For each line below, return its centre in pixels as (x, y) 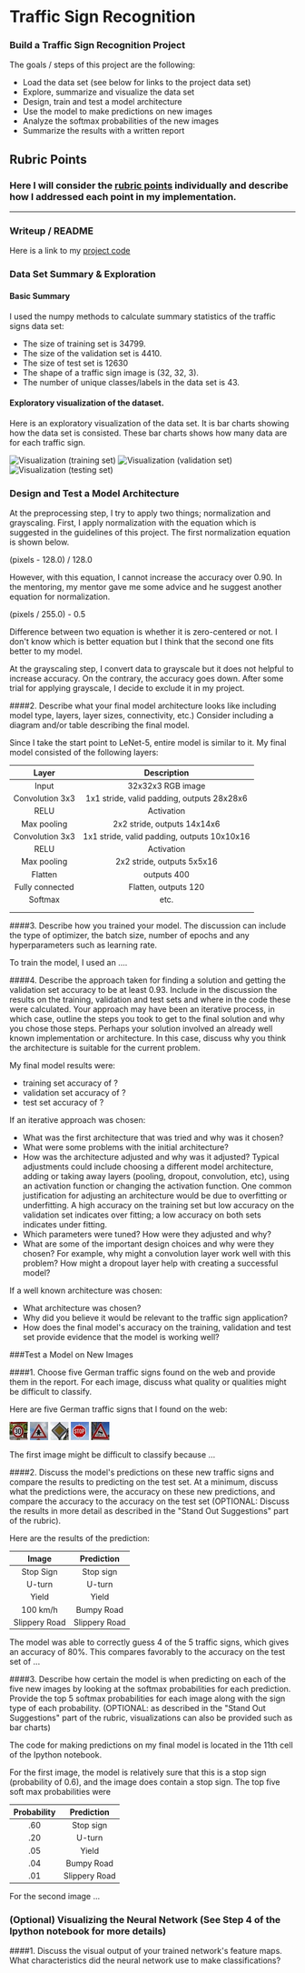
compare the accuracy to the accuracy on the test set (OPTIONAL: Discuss (150, 1501)
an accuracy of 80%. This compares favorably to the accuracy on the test (148, 1652)
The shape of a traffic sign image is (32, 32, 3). (111, 372)
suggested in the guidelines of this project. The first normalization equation (150, 533)
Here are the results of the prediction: (79, 1538)
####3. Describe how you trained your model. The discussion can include (148, 926)
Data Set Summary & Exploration (83, 275)
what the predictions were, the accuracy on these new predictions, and (143, 1492)
